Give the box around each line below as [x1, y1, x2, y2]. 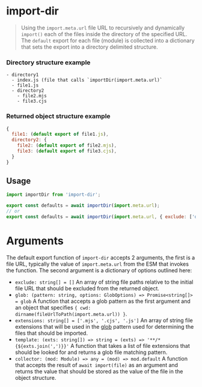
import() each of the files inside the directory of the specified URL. [20, 30, 188, 37]
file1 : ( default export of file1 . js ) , [11, 131, 109, 138]
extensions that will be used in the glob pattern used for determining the [14, 323, 194, 330]
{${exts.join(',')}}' [14, 343, 69, 349]
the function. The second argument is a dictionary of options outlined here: [6, 266, 192, 274]
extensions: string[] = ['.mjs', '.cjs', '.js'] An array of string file [14, 317, 194, 324]
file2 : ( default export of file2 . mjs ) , [17, 142, 117, 148]
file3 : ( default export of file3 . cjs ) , [17, 148, 117, 154]
